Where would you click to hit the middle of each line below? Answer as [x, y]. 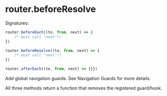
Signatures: [17, 23]
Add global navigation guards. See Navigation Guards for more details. [78, 78]
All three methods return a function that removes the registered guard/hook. [83, 88]
